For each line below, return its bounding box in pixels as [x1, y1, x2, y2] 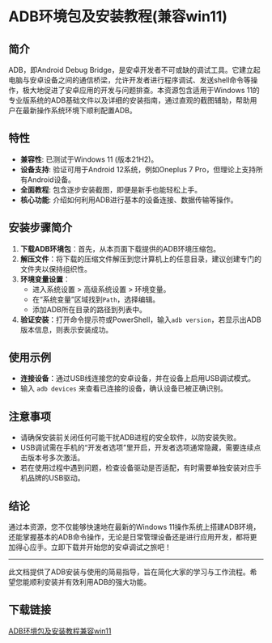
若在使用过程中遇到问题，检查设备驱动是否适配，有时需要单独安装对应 [19, 463, 255, 473]
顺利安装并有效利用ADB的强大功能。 [29, 577, 151, 587]
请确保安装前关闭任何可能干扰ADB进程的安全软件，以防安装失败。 [19, 433, 241, 442]
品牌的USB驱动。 [27, 473, 85, 483]
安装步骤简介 [8, 221, 73, 235]
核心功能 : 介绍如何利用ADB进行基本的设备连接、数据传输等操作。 [19, 195, 238, 205]
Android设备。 [27, 175, 75, 184]
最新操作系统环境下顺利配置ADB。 [22, 106, 137, 115]
